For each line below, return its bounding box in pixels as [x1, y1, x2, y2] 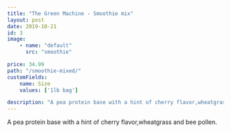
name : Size [19, 80, 51, 87]
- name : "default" [19, 42, 72, 49]
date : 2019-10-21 [7, 23, 57, 30]
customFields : [7, 74, 48, 81]
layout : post [7, 17, 45, 23]
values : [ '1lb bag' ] [19, 87, 78, 94]
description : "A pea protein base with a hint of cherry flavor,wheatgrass [7, 99, 229, 106]
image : [7, 36, 26, 43]
